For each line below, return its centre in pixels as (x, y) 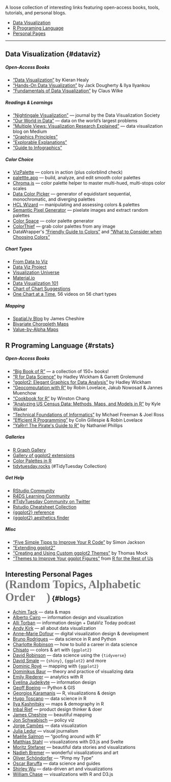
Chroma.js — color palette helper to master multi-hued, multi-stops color (89, 183)
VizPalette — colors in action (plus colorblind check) (68, 172)
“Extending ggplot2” (34, 547)
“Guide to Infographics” (37, 148)
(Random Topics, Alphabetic (73, 584)
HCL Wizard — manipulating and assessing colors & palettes (76, 205)
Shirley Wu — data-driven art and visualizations (63, 769)
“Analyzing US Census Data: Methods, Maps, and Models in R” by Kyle (87, 404)
